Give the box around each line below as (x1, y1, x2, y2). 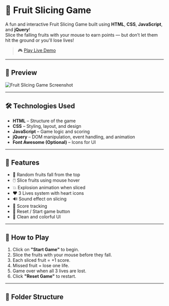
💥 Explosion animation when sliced (12, 185, 86, 191)
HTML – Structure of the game (12, 118, 76, 124)
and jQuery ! (5, 26, 30, 32)
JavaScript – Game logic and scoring (12, 128, 90, 134)
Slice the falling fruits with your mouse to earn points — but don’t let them (5, 32, 158, 38)
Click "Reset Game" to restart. (12, 273, 76, 279)
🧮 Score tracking (12, 203, 48, 209)
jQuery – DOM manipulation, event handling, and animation (12, 133, 135, 140)
